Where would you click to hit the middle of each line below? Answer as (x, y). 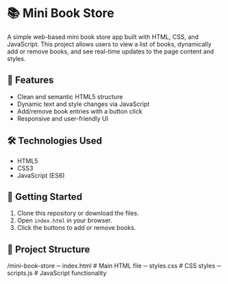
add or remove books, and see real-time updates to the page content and (111, 51)
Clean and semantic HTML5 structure (70, 96)
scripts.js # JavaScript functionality (57, 273)
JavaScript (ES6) (41, 175)
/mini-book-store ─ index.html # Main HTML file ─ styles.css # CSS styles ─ (114, 266)
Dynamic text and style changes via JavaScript (83, 104)
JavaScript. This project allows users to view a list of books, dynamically (110, 44)
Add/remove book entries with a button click (79, 111)
